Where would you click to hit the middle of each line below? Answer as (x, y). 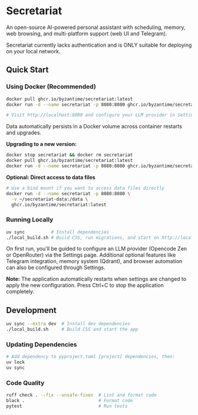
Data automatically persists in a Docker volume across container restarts (94, 127)
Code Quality (25, 382)
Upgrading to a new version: (42, 144)
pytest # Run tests (67, 406)
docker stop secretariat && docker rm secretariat (70, 155)
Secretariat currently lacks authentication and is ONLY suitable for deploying (99, 45)
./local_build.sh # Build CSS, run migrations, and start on (83, 238)
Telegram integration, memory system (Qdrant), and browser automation (94, 261)
